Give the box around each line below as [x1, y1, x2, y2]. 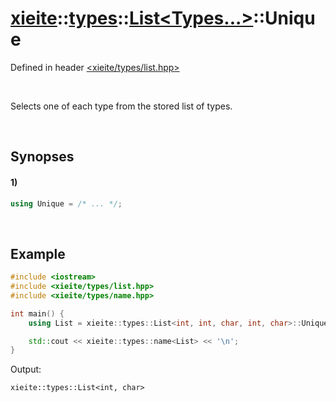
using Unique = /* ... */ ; [10, 198, 123, 209]
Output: [10, 363, 42, 376]
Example [10, 245, 66, 262]
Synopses [10, 148, 75, 166]
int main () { [10, 308, 65, 319]
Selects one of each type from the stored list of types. [10, 100, 233, 112]
